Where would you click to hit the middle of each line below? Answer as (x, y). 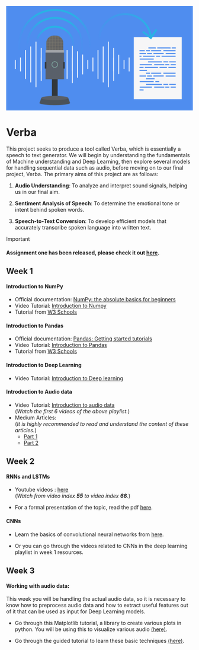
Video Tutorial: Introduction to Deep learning (69, 378)
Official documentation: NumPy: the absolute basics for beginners (95, 299)
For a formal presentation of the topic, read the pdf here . (84, 508)
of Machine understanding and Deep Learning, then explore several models (98, 161)
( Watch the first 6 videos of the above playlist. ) (72, 411)
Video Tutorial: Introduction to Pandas (61, 345)
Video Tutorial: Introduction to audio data (65, 405)
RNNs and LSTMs (28, 476)
